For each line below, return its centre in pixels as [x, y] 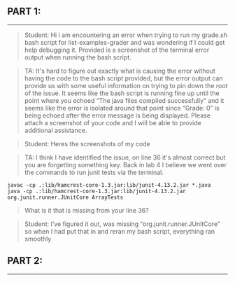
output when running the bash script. [78, 57]
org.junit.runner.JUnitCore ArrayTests [65, 197]
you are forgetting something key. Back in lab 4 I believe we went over [126, 164]
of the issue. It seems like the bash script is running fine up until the [122, 93]
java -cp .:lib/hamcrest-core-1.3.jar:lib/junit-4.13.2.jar [97, 191]
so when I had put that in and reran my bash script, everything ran [120, 231]
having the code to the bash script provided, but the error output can [123, 78]
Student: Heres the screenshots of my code [87, 143]
